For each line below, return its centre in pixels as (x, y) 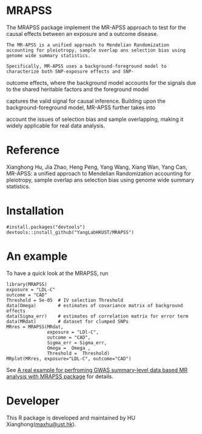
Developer (33, 401)
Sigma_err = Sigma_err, (77, 343)
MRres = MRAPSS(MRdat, (35, 327)
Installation (35, 211)
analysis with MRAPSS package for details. (60, 376)
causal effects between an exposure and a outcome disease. (82, 33)
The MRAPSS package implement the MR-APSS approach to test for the (96, 27)
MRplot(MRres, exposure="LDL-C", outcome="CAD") (69, 359)
